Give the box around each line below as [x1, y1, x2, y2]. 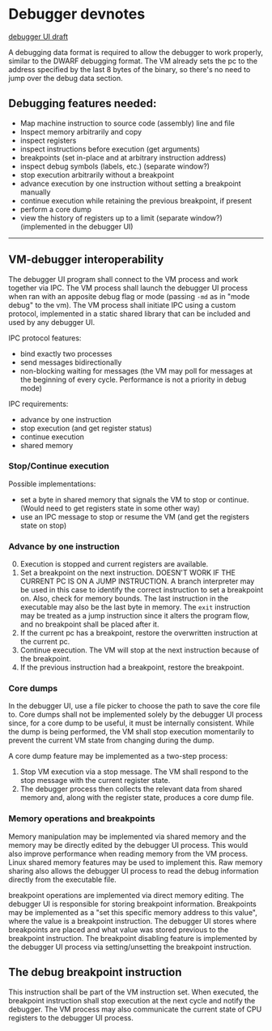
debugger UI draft [8, 32, 69, 41]
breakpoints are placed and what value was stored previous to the [8, 925, 229, 935]
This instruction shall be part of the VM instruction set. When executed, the [8, 986, 259, 997]
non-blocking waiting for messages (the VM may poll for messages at [19, 366, 253, 375]
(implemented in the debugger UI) [19, 221, 134, 231]
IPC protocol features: [8, 333, 82, 343]
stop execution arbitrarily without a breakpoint [19, 169, 175, 179]
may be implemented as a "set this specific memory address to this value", [8, 907, 257, 917]
